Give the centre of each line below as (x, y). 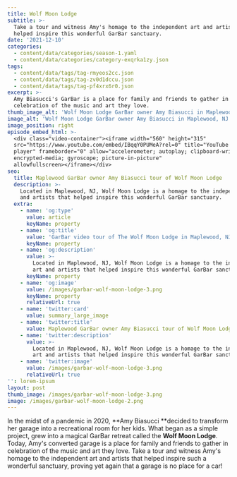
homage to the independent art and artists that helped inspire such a (107, 459)
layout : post (26, 388)
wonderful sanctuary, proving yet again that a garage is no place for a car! (115, 466)
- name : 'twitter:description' (66, 335)
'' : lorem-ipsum (31, 381)
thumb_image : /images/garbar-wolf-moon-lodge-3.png (85, 394)
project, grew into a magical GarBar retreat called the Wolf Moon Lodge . (113, 436)
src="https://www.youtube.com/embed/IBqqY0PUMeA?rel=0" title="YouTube (121, 145)
